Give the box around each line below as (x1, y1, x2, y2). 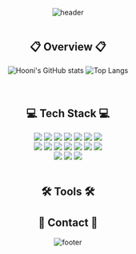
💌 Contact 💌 (38, 216, 98, 230)
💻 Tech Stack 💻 (26, 107, 110, 120)
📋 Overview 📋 (29, 40, 107, 54)
